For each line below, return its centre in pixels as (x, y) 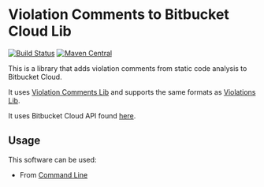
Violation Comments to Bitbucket (119, 15)
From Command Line (54, 174)
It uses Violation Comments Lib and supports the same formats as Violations (132, 92)
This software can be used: (52, 159)
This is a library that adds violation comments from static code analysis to (128, 68)
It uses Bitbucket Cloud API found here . (72, 115)
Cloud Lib (40, 31)
